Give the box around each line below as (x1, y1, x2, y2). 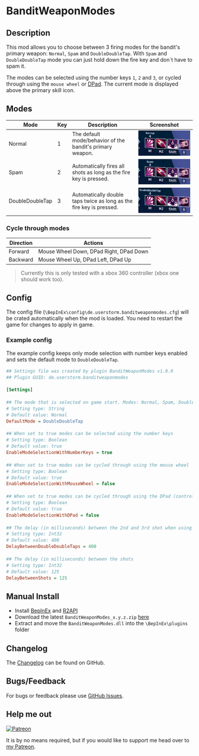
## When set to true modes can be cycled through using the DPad (6, 493, 171, 500)
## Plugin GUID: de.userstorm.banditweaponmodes (6, 374, 129, 380)
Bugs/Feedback (6, 676, 66, 686)
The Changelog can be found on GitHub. (6, 659, 105, 666)
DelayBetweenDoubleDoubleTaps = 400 (6, 544, 97, 550)
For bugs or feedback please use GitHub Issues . (6, 692, 124, 699)
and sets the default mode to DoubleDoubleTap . (6, 355, 120, 363)
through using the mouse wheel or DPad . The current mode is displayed (6, 80, 179, 87)
